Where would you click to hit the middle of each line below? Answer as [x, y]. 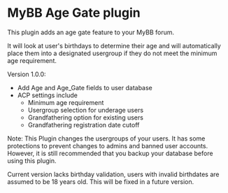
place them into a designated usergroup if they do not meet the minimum [112, 53]
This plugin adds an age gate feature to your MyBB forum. [91, 32]
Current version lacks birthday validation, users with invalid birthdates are [113, 174]
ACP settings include [48, 95]
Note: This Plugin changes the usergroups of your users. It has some [106, 138]
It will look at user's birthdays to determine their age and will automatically [114, 45]
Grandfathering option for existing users [85, 117]
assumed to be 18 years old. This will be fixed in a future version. [101, 181]
